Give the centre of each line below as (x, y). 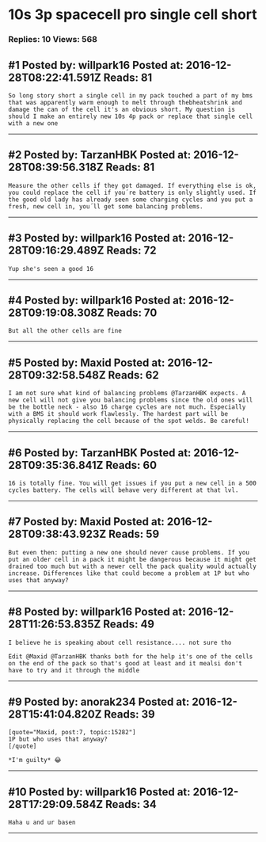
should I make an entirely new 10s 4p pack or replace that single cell (131, 116)
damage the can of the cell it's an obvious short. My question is (122, 109)
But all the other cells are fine (65, 331)
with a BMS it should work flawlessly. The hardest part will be (118, 414)
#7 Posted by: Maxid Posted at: (86, 522)
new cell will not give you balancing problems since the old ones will (131, 400)
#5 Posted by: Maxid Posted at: (87, 362)
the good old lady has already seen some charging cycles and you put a (131, 200)
